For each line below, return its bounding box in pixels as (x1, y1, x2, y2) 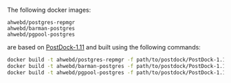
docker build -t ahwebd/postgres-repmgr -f (7, 56, 134, 63)
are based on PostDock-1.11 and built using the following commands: (7, 43, 201, 51)
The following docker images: (7, 6, 91, 14)
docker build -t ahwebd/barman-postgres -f (7, 62, 134, 69)
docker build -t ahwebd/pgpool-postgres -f (7, 69, 134, 76)
